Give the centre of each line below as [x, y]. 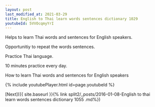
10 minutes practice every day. [36, 66]
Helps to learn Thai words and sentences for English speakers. [69, 37]
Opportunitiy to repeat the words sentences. [50, 47]
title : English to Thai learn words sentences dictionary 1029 [72, 19]
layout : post [19, 10]
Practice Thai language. [29, 56]
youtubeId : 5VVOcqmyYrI [30, 23]
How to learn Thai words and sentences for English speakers [67, 75]
